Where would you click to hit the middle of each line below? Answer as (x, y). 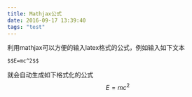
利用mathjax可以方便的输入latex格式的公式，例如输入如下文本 (96, 48)
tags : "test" (26, 27)
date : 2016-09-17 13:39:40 (47, 20)
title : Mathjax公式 (35, 14)
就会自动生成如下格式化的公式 (50, 75)
